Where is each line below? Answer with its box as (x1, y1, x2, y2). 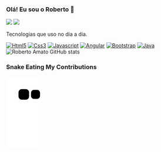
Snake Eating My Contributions (6, 63, 97, 71)
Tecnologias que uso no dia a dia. (6, 31, 88, 38)
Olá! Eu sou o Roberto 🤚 (6, 5, 75, 13)
